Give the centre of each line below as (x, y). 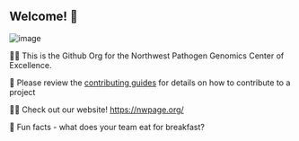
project (22, 92)
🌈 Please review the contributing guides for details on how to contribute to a (150, 83)
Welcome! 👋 (44, 17)
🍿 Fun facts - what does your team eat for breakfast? (107, 127)
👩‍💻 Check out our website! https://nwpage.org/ (97, 110)
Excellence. (31, 65)
